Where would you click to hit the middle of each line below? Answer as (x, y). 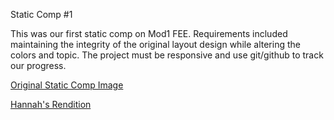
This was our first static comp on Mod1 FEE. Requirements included (149, 33)
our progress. (38, 65)
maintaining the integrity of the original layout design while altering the (155, 44)
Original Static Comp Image (67, 85)
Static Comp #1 (41, 14)
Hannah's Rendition (51, 104)
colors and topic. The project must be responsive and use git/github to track (167, 55)
